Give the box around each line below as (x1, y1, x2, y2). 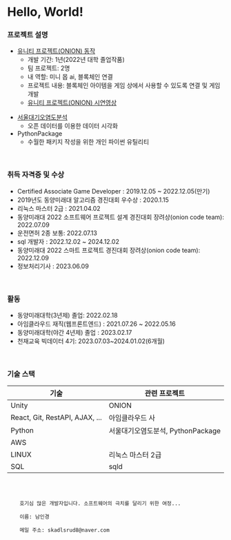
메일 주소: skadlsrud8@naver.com (19, 527, 110, 534)
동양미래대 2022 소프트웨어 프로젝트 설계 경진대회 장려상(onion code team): (17, 213, 224, 221)
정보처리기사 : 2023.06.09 (17, 262, 90, 270)
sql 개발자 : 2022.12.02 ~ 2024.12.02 (17, 237, 119, 245)
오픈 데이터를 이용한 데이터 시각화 (27, 122, 119, 130)
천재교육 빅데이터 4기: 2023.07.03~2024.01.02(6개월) (17, 337, 165, 345)
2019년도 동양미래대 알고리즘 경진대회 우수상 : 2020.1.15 (17, 196, 169, 204)
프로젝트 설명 (7, 30, 48, 40)
